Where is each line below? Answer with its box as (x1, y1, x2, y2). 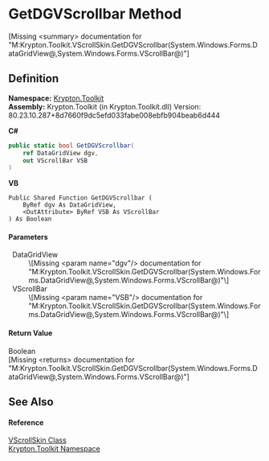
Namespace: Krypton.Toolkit (8, 93, 104, 103)
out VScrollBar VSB (22, 156, 88, 165)
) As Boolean (8, 215, 52, 224)
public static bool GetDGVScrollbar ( (8, 142, 135, 150)
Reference (8, 418, 44, 427)
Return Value (8, 328, 53, 338)
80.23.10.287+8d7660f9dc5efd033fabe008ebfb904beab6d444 (8, 110, 221, 120)
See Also (8, 395, 54, 409)
